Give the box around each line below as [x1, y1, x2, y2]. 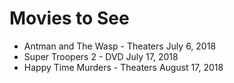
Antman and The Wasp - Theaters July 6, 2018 [23, 40, 217, 52]
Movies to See [9, 7, 130, 30]
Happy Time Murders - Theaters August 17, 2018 [23, 61, 224, 73]
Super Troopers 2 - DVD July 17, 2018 [23, 50, 179, 62]
